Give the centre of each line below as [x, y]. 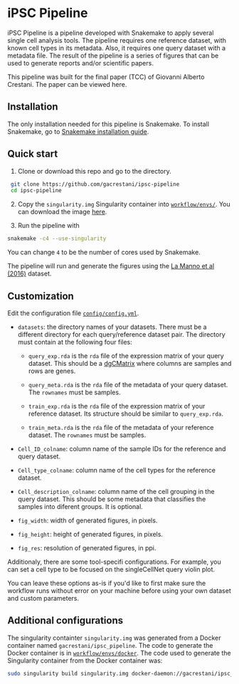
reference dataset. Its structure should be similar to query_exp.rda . [126, 414]
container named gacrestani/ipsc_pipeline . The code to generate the [110, 645]
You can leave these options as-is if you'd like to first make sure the [107, 583]
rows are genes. [52, 371]
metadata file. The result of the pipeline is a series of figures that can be [113, 56]
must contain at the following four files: [75, 342]
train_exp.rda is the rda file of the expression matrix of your [117, 406]
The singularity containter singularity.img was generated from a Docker [115, 638]
